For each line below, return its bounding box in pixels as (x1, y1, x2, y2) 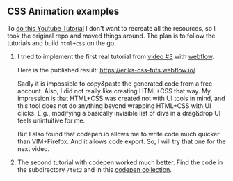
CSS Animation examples (7, 6, 120, 17)
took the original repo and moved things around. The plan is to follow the (7, 31, 216, 40)
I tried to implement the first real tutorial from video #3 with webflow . (17, 52, 214, 61)
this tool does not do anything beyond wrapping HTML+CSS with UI (17, 101, 211, 110)
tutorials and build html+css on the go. (7, 38, 116, 47)
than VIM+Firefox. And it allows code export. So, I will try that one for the (17, 137, 226, 145)
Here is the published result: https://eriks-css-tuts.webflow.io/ (17, 65, 196, 74)
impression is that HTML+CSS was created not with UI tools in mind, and (17, 94, 225, 102)
